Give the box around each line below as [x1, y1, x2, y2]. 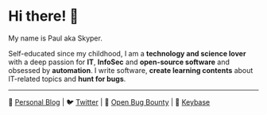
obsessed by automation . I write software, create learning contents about [8, 65, 253, 75]
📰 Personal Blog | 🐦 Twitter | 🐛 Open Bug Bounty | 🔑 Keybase [8, 97, 211, 106]
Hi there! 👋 [8, 7, 79, 25]
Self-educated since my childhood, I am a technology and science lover [8, 48, 246, 58]
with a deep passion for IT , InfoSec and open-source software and [8, 57, 230, 67]
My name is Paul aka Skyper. [8, 33, 103, 43]
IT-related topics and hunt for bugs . [8, 74, 126, 83]
